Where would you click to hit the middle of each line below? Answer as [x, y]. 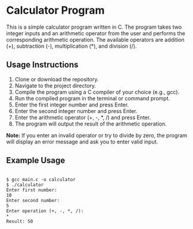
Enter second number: [33, 200]
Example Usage [36, 161]
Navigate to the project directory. [55, 86]
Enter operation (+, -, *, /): [45, 211]
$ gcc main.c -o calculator [41, 179]
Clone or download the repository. [57, 79]
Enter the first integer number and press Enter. [72, 105]
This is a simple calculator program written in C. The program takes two [94, 27]
